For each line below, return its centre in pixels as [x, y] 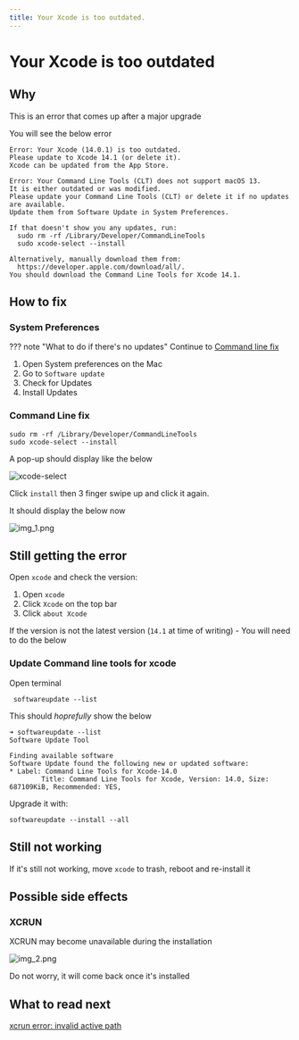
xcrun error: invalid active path [66, 1026]
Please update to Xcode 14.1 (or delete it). [95, 157]
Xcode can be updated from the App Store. [89, 165]
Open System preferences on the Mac [92, 364]
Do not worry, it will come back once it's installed [100, 976]
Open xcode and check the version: [74, 578]
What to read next [60, 1004]
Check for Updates [57, 383]
